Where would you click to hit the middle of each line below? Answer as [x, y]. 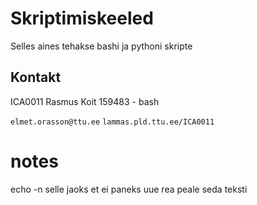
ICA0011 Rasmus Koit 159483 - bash [85, 101]
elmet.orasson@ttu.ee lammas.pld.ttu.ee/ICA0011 [112, 122]
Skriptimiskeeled [82, 18]
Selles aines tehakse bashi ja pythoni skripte [101, 46]
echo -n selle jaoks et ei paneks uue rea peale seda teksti [129, 189]
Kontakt [36, 77]
